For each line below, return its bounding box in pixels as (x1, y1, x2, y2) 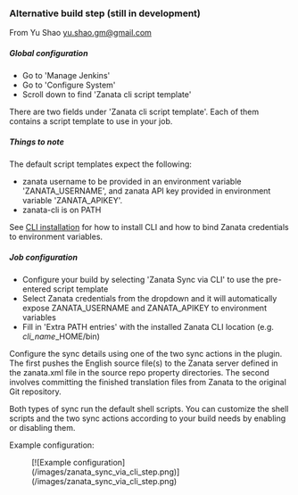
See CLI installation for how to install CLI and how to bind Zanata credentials (9, 222, 289, 233)
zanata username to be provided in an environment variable (21, 177, 242, 187)
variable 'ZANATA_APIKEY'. (21, 195, 123, 206)
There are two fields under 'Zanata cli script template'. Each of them (9, 106, 260, 118)
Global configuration (9, 47, 88, 58)
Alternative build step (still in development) (9, 7, 201, 20)
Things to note (9, 136, 65, 147)
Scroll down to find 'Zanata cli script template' (21, 89, 192, 100)
